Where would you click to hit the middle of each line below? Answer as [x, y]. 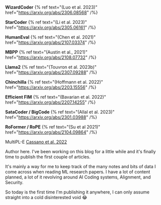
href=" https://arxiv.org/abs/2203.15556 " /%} [51, 87]
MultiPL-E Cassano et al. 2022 [36, 142]
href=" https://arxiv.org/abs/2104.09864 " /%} [51, 132]
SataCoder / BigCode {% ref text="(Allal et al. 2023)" [60, 112]
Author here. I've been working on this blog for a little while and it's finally [80, 151]
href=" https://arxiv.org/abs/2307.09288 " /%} [51, 72]
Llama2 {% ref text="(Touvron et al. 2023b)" [51, 67]
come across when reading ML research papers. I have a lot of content [78, 172]
